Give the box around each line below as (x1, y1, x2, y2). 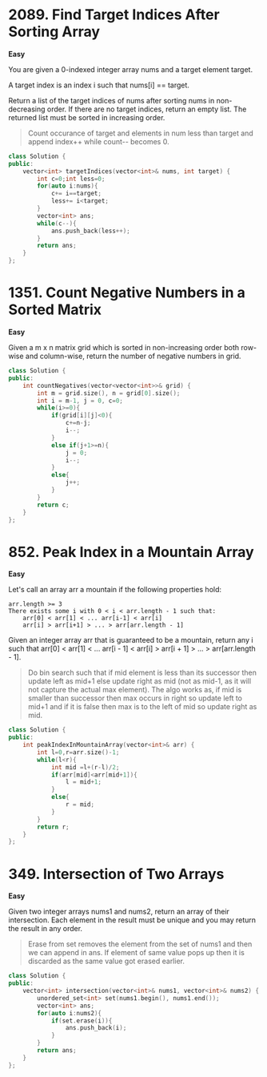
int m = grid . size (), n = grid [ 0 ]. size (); (37, 389, 181, 397)
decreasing (8, 104, 46, 114)
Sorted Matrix (8, 301, 102, 319)
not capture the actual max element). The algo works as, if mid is (27, 685, 242, 695)
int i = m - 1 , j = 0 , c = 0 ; (37, 397, 124, 405)
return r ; (37, 823, 70, 831)
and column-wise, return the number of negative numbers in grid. (25, 351, 241, 361)
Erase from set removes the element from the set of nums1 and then (27, 939, 253, 949)
